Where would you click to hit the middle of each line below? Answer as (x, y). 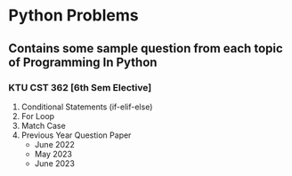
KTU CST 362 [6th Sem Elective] (80, 87)
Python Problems (73, 16)
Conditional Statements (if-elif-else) (87, 107)
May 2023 (53, 154)
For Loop (38, 116)
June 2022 (54, 144)
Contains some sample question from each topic (146, 48)
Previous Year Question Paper (76, 135)
